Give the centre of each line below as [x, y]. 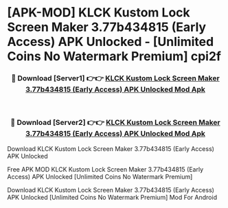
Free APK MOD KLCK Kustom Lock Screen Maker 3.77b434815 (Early [105, 169]
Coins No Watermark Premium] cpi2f [114, 57]
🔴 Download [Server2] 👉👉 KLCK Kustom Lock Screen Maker [115, 123]
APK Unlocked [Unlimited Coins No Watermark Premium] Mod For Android [112, 197]
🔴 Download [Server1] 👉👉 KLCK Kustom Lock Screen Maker [115, 78]
